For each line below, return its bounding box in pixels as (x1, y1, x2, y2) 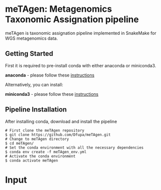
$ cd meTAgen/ (5, 141, 34, 146)
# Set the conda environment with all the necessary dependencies (5, 145, 144, 150)
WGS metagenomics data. (5, 35, 58, 41)
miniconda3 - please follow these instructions (5, 91, 99, 97)
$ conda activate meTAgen (5, 158, 58, 163)
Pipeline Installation (5, 106, 67, 114)
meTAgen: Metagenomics (5, 3, 112, 15)
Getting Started (5, 50, 54, 58)
